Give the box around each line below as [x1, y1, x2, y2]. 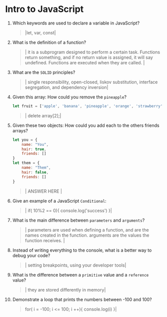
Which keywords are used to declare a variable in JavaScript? [12, 20, 140, 26]
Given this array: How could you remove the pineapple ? [12, 94, 126, 100]
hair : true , [21, 146, 46, 152]
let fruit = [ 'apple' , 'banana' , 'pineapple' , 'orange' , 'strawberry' [12, 103, 163, 108]
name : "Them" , [21, 165, 51, 170]
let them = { [12, 161, 40, 166]
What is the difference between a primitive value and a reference [12, 272, 149, 278]
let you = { [12, 137, 37, 142]
